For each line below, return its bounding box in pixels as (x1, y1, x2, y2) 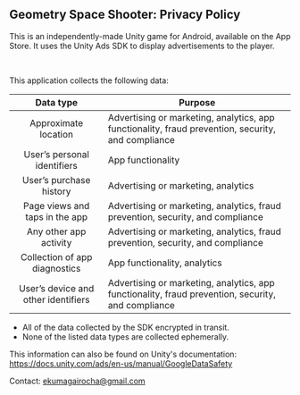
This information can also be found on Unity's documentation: (9, 349, 237, 359)
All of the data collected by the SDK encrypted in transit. (21, 322, 229, 332)
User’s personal (23, 147, 89, 160)
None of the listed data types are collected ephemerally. (21, 331, 229, 342)
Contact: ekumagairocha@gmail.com (9, 375, 146, 386)
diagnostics (32, 262, 81, 274)
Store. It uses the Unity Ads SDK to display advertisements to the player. (9, 40, 275, 51)
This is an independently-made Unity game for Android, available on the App (9, 30, 291, 41)
